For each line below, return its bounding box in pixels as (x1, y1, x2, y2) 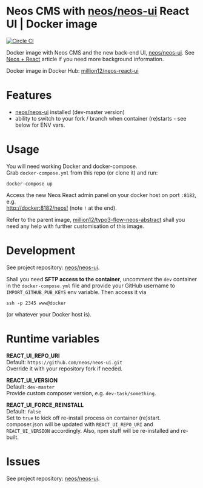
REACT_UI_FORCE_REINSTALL (6, 401, 84, 409)
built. (6, 433, 19, 441)
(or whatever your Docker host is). (6, 310, 92, 318)
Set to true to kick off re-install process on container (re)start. (6, 414, 161, 421)
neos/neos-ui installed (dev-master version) (15, 108, 125, 116)
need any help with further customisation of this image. (6, 222, 144, 230)
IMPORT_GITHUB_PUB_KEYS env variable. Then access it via (6, 288, 147, 295)
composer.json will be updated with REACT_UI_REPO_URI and (6, 420, 153, 428)
